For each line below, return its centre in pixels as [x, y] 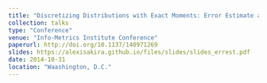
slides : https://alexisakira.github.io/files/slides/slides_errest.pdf [129, 52]
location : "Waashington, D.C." [60, 67]
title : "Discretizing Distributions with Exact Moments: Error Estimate [131, 15]
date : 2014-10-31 [37, 60]
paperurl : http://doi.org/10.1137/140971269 [83, 45]
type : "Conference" [41, 30]
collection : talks [39, 23]
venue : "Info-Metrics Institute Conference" [83, 38]
